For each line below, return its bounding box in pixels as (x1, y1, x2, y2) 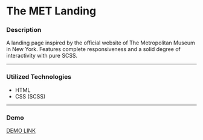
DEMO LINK (6, 127, 36, 135)
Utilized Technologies (6, 73, 71, 81)
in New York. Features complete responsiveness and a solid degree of (6, 46, 181, 53)
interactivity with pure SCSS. (6, 52, 78, 59)
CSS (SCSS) (14, 93, 46, 100)
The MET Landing (6, 4, 97, 18)
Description (6, 26, 42, 34)
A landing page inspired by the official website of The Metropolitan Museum (6, 39, 195, 46)
